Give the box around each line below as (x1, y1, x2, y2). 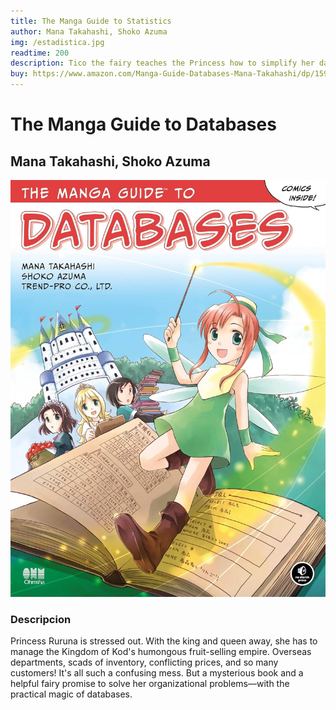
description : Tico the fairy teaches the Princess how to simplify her (10, 58, 315, 69)
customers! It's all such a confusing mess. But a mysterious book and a (10, 667, 304, 679)
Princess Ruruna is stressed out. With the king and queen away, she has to (10, 635, 318, 647)
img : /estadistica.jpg (10, 37, 105, 47)
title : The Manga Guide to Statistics (10, 16, 172, 26)
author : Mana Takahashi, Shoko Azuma (10, 26, 168, 37)
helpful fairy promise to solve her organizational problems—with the (10, 678, 290, 690)
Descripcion (10, 612, 72, 626)
